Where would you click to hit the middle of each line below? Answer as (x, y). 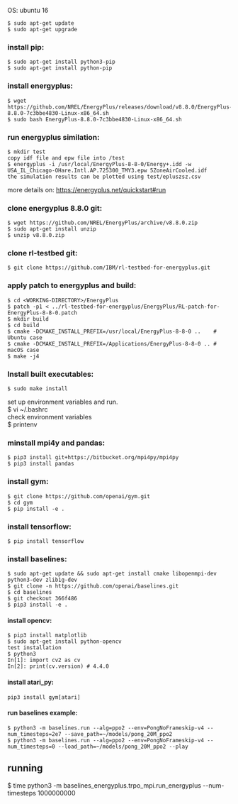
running (25, 768)
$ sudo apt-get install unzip (52, 229)
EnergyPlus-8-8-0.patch (42, 313)
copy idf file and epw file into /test (66, 158)
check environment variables (50, 417)
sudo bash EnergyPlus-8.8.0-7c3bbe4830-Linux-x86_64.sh (98, 119)
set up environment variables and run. (63, 402)
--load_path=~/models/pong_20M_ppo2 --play (123, 747)
